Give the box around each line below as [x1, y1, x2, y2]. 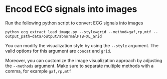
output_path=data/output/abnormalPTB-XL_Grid [5, 34, 102, 39]
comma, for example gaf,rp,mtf [5, 68, 72, 74]
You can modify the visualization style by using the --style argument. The [5, 42, 159, 48]
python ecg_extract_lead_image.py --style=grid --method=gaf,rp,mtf [5, 29, 151, 34]
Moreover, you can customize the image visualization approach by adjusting [5, 57, 162, 63]
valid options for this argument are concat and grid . [5, 48, 112, 54]
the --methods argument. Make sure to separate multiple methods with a [5, 63, 154, 69]
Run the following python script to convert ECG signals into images [5, 20, 143, 26]
